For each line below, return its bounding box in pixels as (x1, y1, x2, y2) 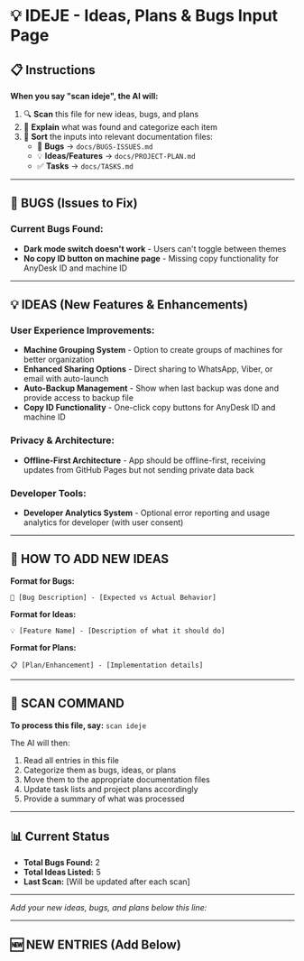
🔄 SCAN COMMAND (10, 696, 124, 711)
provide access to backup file (23, 393, 134, 403)
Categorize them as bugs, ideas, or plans (23, 764, 177, 775)
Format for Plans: (10, 642, 77, 652)
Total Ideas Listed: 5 (23, 867, 102, 878)
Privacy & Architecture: (10, 434, 115, 447)
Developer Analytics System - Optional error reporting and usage (23, 507, 270, 518)
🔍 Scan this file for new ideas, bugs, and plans (23, 109, 199, 119)
